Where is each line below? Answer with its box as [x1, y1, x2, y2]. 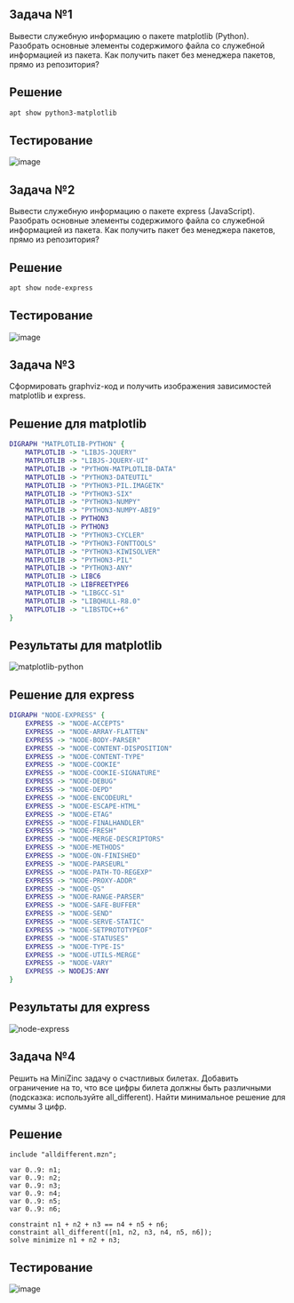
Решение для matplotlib [9, 416, 147, 431]
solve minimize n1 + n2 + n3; [9, 1235, 122, 1245]
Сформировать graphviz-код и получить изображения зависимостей [9, 381, 272, 392]
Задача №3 [9, 357, 75, 372]
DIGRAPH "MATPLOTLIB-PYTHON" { [9, 440, 125, 449]
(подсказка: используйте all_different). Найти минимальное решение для [9, 1091, 286, 1102]
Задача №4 [9, 1049, 75, 1065]
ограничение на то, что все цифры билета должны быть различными [9, 1082, 272, 1092]
